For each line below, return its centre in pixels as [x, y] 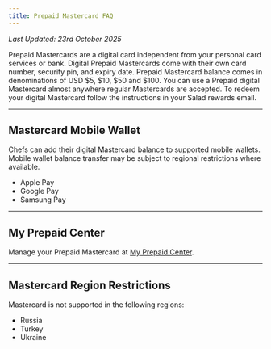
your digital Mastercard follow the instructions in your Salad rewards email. [132, 97]
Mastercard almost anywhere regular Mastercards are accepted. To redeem [134, 89]
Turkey [31, 329]
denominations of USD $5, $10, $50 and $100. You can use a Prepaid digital [134, 80]
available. [24, 167]
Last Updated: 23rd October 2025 [65, 39]
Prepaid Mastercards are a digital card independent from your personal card [135, 54]
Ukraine [33, 338]
